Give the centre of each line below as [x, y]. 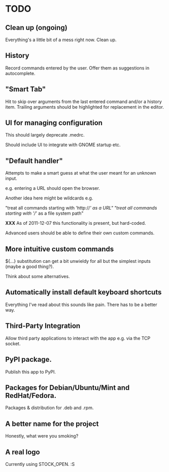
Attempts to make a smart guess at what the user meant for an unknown [81, 173]
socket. [13, 344]
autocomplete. [20, 73]
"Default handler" [34, 161]
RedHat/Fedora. [31, 396]
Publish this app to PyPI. [31, 372]
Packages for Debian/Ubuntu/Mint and [67, 387]
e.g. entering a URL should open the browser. [53, 188]
